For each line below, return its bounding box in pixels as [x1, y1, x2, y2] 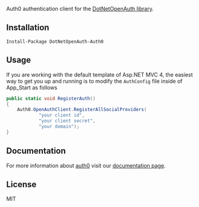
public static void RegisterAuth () [6, 95, 96, 101]
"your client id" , [38, 112, 85, 118]
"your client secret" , [38, 118, 96, 124]
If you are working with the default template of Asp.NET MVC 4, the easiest [6, 71, 193, 78]
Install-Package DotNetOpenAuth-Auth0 [6, 39, 104, 45]
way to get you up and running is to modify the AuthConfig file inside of [6, 77, 183, 84]
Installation [6, 22, 49, 33]
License [6, 179, 37, 189]
